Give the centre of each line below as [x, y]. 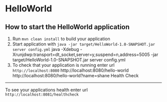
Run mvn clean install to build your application [61, 39]
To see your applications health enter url [46, 90]
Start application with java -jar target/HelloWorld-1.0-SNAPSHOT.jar [84, 44]
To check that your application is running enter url [63, 65]
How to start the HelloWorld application [68, 27]
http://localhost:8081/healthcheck [42, 95]
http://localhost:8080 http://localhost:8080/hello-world [71, 70]
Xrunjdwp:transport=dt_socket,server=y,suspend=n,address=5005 [81, 54]
